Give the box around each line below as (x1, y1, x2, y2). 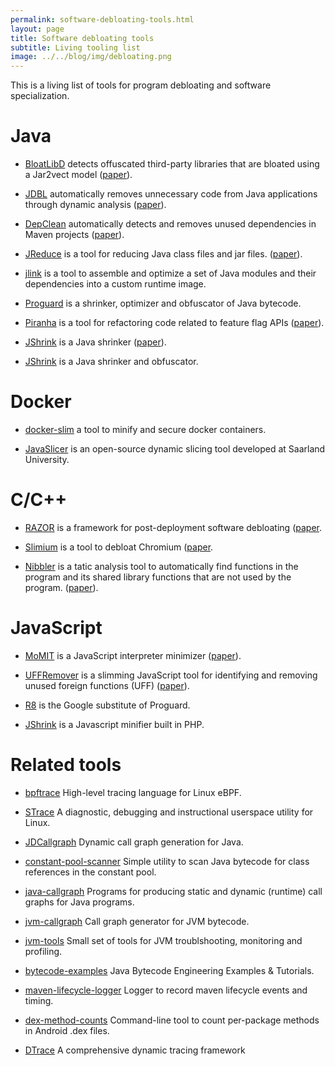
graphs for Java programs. (24, 896, 135, 908)
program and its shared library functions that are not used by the (24, 571, 292, 583)
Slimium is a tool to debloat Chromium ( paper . (24, 541, 214, 553)
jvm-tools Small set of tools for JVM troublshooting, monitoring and (24, 934, 303, 946)
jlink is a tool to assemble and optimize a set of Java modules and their (24, 267, 317, 280)
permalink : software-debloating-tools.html (10, 14, 195, 25)
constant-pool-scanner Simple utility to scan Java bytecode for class (24, 855, 310, 867)
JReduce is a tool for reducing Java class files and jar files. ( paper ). (24, 248, 303, 260)
